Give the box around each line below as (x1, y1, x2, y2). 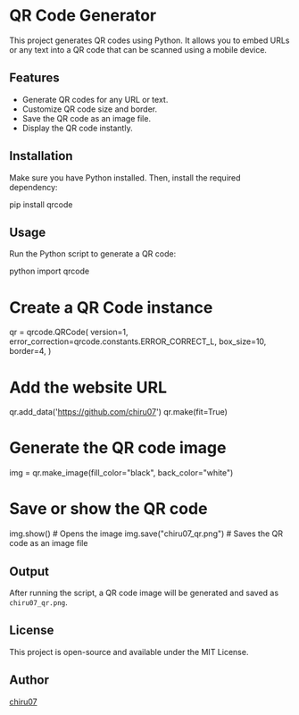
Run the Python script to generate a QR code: (9, 248, 177, 259)
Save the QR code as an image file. (21, 113, 152, 123)
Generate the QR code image (9, 438, 227, 458)
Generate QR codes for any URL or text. (21, 94, 169, 105)
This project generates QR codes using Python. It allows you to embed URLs (9, 35, 290, 46)
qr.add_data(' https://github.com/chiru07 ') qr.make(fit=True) (9, 407, 228, 417)
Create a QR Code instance (9, 297, 213, 317)
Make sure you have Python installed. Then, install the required (9, 172, 241, 183)
